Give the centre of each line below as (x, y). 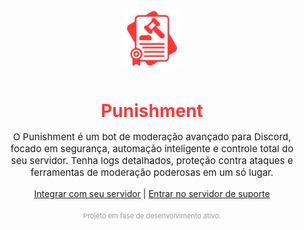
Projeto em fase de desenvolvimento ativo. (152, 216)
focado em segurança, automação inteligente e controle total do (152, 149)
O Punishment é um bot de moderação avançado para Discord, (152, 137)
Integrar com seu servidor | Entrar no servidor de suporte (152, 194)
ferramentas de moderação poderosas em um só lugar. (152, 172)
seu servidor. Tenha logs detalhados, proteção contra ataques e (152, 161)
